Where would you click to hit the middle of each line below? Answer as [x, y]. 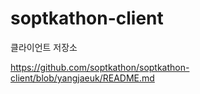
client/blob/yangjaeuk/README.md [82, 78]
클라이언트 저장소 [44, 47]
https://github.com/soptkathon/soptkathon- [100, 67]
